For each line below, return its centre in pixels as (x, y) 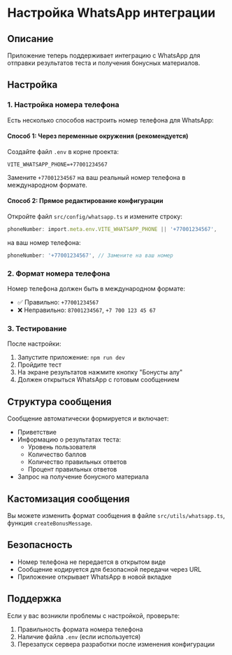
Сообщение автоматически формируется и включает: (88, 418)
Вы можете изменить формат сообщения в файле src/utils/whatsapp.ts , (116, 516)
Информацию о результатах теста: (69, 439)
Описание (30, 39)
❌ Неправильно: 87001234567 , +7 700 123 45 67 (86, 310)
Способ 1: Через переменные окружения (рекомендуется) (98, 136)
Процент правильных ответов (72, 470)
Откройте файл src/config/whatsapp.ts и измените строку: (95, 217)
